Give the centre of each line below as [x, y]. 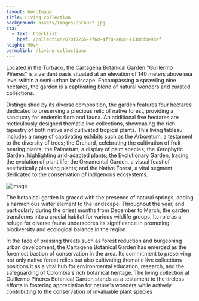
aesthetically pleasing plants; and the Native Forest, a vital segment [89, 168]
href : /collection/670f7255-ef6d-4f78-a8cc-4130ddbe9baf [89, 39]
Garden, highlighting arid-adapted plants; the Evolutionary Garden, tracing [98, 155]
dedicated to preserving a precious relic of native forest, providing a [90, 110]
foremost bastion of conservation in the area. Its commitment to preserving [99, 253]
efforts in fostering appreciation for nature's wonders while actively [89, 285]
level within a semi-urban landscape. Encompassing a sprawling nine [91, 80]
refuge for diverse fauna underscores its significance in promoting [88, 223]
